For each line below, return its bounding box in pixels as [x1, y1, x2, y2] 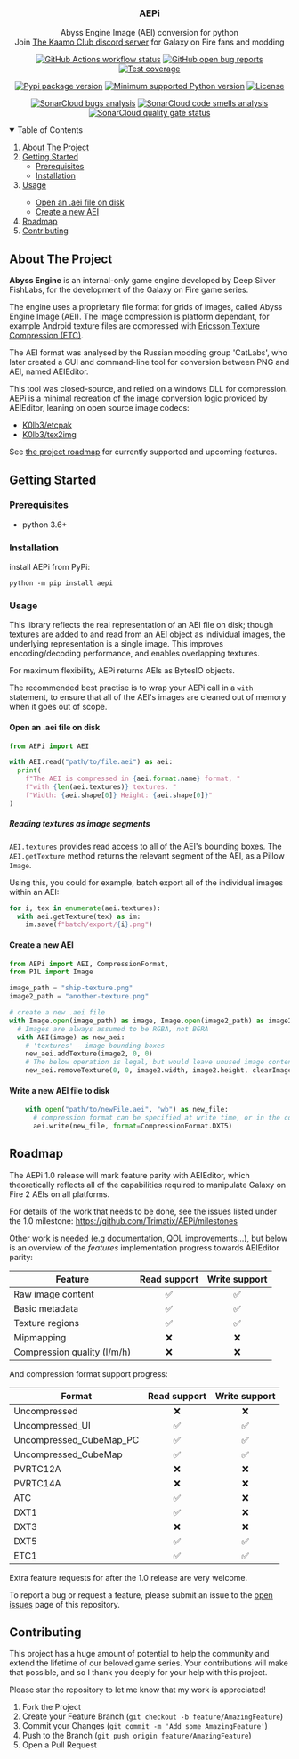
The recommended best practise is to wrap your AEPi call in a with [9, 682, 254, 693]
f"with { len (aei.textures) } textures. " [25, 783, 177, 792]
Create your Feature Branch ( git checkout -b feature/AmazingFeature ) [21, 1711, 284, 1722]
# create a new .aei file [9, 1008, 105, 1017]
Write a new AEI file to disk [9, 1085, 110, 1095]
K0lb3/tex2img [21, 429, 77, 440]
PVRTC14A [13, 1477, 61, 1489]
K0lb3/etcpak [21, 419, 73, 430]
